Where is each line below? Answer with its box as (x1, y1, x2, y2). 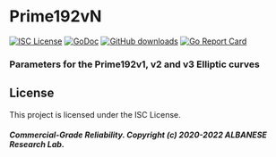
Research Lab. (9, 139, 65, 150)
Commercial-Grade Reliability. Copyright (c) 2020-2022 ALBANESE (9, 129, 267, 140)
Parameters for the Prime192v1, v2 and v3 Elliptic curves (9, 58, 260, 70)
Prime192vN (9, 6, 102, 27)
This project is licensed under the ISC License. (9, 109, 181, 120)
